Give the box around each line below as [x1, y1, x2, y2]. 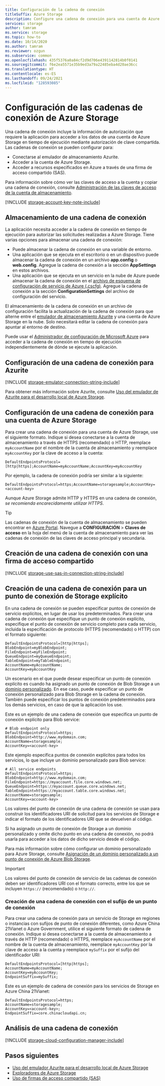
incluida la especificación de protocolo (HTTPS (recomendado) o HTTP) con [5, 626, 160, 632]
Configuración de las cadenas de [5, 102, 143, 113]
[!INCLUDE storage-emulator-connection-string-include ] [5, 379, 120, 385]
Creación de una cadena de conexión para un [5, 585, 147, 593]
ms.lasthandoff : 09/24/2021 [5, 76, 63, 81]
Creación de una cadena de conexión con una [5, 549, 148, 558]
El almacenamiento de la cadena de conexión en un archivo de [5, 303, 132, 309]
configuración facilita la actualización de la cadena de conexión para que [5, 309, 154, 315]
